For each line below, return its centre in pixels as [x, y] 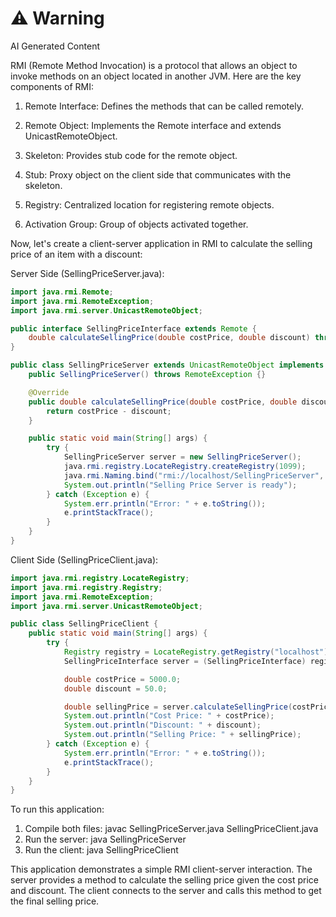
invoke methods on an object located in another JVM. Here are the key [156, 76]
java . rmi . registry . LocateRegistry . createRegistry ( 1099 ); [185, 467]
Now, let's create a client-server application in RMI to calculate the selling [161, 243]
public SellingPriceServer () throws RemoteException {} [147, 375]
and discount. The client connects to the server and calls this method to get [166, 891]
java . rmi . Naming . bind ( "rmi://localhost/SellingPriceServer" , [194, 475]
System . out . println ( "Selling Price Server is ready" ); [180, 485]
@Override [49, 392]
